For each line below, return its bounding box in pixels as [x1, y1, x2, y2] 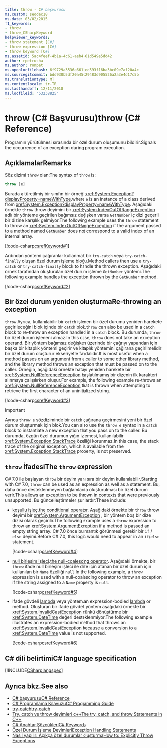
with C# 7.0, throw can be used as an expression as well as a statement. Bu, [5, 481, 160, 487]
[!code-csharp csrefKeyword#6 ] [12, 640, 78, 646]
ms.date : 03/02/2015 [5, 16, 48, 21]
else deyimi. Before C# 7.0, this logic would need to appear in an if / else [12, 533, 160, 539]
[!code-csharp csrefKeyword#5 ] [12, 589, 78, 595]
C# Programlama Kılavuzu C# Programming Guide [12, 701, 114, 707]
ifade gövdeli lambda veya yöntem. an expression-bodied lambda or [12, 598, 151, 604]
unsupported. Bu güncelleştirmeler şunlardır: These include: [5, 497, 127, 503]
